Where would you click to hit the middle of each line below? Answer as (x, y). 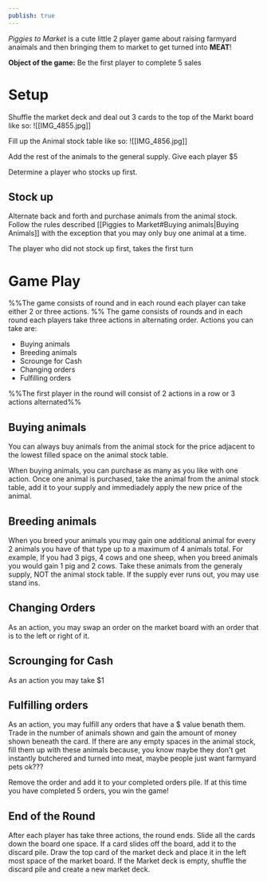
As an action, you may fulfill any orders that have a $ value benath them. (127, 724)
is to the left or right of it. (49, 636)
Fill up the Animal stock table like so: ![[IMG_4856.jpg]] (98, 141)
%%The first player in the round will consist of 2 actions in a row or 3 (122, 393)
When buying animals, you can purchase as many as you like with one (123, 471)
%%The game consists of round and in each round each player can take (127, 303)
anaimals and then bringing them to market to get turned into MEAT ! (120, 47)
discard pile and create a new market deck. (79, 869)
